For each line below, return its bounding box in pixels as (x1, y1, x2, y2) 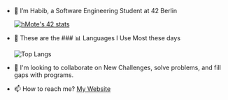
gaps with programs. (13, 71, 74, 79)
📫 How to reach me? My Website (13, 85, 111, 93)
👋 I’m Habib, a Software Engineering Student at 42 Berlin (13, 7, 178, 15)
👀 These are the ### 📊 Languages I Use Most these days (13, 34, 180, 42)
